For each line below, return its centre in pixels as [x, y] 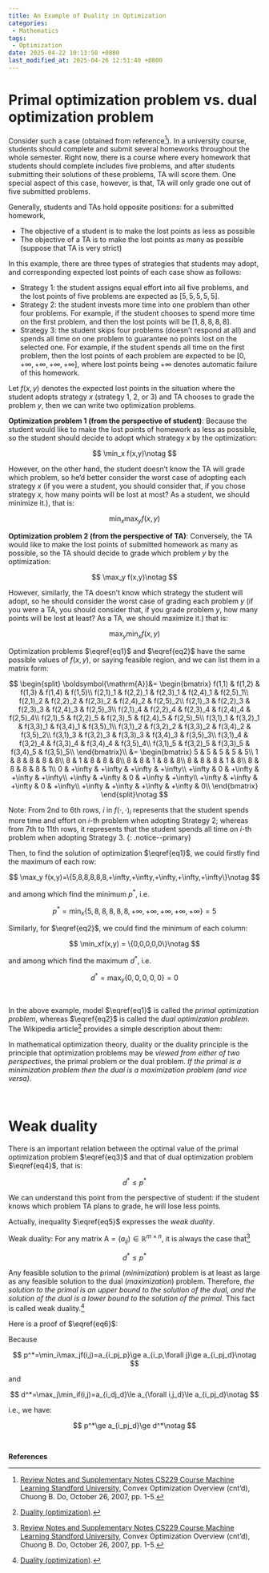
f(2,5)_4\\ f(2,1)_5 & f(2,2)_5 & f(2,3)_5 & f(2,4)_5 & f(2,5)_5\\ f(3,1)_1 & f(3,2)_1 [134, 718]
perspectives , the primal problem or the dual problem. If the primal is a [125, 1061]
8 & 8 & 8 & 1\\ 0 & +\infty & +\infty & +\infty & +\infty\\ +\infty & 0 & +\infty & [134, 769]
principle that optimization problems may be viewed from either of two [124, 1053]
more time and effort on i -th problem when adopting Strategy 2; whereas [128, 820]
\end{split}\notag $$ [134, 795]
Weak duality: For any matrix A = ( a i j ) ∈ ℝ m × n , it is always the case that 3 [129, 1239]
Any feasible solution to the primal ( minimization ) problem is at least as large [134, 1273]
